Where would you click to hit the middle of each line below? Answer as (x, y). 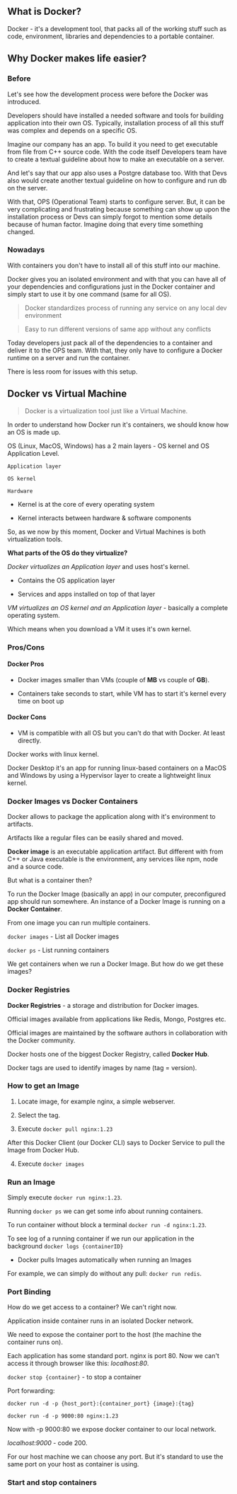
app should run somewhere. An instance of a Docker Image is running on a (116, 902)
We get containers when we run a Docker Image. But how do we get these (116, 964)
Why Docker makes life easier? (77, 58)
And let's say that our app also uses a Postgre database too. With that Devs (117, 173)
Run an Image (31, 1182)
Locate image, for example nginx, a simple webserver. (96, 1101)
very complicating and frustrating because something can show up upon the (119, 209)
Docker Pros (26, 664)
